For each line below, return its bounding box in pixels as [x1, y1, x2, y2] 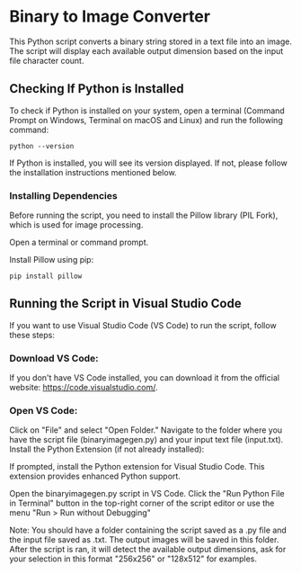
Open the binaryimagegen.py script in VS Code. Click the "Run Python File [9, 488, 285, 499]
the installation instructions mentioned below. [9, 166, 177, 177]
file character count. [9, 55, 84, 66]
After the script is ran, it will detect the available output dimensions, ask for [9, 544, 287, 555]
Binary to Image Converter [9, 6, 211, 27]
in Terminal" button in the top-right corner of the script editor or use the [9, 497, 275, 509]
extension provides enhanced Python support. [9, 470, 181, 482]
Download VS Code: [9, 352, 99, 364]
